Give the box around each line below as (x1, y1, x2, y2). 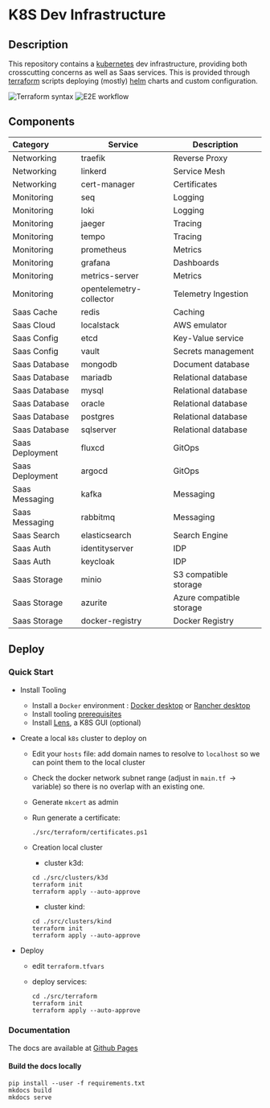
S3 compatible (173, 569, 228, 580)
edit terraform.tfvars (31, 961, 104, 970)
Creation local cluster (31, 842, 103, 852)
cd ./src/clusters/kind (31, 917, 112, 925)
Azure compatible (173, 591, 240, 603)
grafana (80, 257, 111, 268)
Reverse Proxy (173, 152, 228, 163)
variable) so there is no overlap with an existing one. (31, 781, 205, 791)
